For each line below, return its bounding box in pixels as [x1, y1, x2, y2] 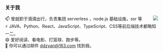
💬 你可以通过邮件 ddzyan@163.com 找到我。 [5, 43, 94, 49]
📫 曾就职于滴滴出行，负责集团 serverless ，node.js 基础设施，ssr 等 [5, 16, 142, 22]
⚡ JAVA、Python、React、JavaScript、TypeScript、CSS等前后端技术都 [5, 23, 148, 29]
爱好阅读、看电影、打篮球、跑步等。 [10, 37, 83, 42]
